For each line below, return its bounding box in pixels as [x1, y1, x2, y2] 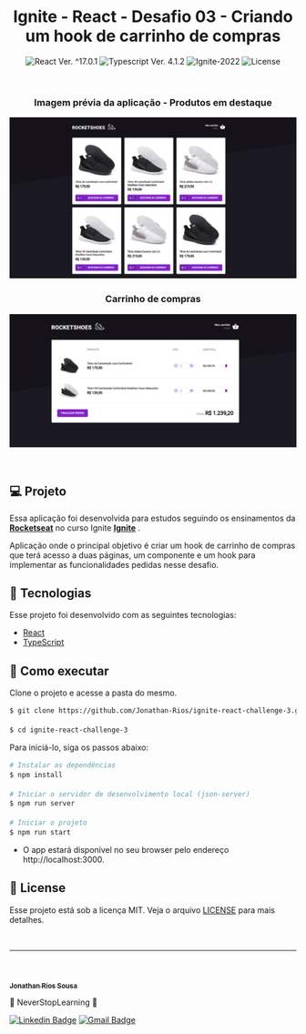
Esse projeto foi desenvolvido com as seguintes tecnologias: [9, 610, 237, 621]
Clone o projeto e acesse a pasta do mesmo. [9, 687, 178, 698]
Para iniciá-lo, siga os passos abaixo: [9, 742, 148, 753]
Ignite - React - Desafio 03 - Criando [13, 6, 293, 27]
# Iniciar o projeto [9, 818, 88, 827]
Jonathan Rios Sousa [9, 981, 77, 990]
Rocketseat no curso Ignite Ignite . [9, 522, 141, 533]
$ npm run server [9, 799, 76, 808]
